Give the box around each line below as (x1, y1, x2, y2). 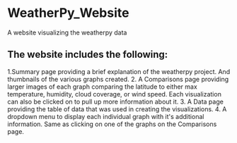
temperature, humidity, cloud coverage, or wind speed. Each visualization (7, 89, 221, 98)
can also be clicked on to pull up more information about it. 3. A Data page (7, 97, 224, 106)
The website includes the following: (7, 49, 168, 61)
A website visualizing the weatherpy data (7, 28, 127, 37)
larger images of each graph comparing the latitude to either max (7, 82, 198, 91)
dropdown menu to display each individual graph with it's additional (7, 112, 204, 120)
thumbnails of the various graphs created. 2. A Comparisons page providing (7, 75, 229, 83)
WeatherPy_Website (7, 5, 129, 21)
